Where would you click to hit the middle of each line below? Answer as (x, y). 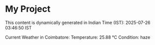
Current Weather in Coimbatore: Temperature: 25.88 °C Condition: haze (78, 37)
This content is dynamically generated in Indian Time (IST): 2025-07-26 (78, 22)
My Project (28, 9)
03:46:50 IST (18, 27)
